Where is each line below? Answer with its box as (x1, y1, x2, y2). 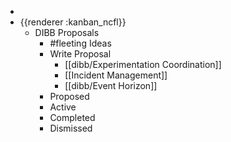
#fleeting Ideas (49, 37, 112, 49)
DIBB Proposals (34, 27, 100, 38)
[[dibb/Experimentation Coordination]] (64, 59, 222, 70)
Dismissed (49, 122, 93, 134)
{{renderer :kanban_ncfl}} (19, 16, 127, 28)
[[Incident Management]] (64, 69, 168, 81)
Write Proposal (49, 48, 112, 60)
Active (49, 101, 77, 113)
